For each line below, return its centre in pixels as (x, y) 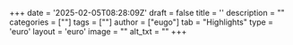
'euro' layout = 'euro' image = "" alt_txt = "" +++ (98, 31)
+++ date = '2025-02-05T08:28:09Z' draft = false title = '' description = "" (147, 13)
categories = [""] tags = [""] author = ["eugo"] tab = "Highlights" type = (142, 22)
